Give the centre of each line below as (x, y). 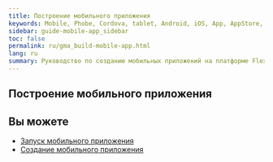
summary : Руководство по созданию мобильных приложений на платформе (129, 62)
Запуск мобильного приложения (77, 141)
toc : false (27, 38)
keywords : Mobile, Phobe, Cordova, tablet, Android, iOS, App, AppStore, (136, 23)
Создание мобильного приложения (82, 150)
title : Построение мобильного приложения (80, 16)
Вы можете (39, 121)
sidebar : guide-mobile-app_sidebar (69, 31)
